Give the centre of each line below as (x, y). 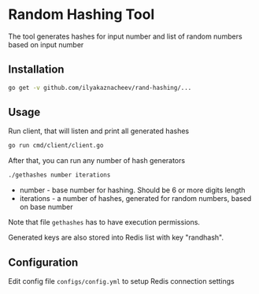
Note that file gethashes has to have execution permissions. (104, 222)
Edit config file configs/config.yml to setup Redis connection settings (121, 281)
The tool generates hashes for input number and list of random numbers (125, 36)
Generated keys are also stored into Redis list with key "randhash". (116, 237)
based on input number (46, 44)
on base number (46, 207)
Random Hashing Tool (81, 15)
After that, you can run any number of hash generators (97, 161)
